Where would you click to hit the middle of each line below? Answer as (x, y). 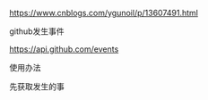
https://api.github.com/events (64, 49)
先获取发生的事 (37, 87)
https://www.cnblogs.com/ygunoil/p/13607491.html (104, 13)
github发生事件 (37, 31)
